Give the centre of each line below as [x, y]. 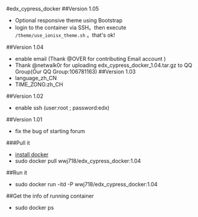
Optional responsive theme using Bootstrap [69, 20]
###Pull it [18, 143]
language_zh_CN [36, 78]
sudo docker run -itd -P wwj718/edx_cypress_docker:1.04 [86, 184]
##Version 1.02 [25, 96]
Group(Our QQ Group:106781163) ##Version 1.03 [75, 71]
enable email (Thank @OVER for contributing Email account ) [90, 59]
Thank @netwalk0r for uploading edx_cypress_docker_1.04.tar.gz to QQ [104, 65]
